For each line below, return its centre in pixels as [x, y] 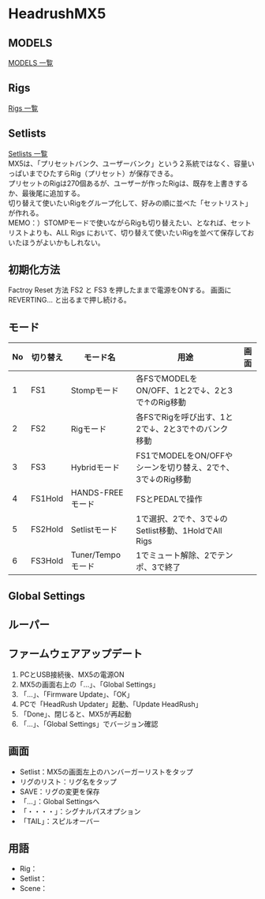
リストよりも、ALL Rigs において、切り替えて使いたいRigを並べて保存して [128, 232]
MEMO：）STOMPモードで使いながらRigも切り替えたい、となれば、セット [130, 223]
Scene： [34, 889]
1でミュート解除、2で [177, 555]
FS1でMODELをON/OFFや [185, 456]
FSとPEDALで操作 [169, 499]
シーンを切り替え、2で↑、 [185, 468]
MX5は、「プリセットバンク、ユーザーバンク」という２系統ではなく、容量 [128, 164]
